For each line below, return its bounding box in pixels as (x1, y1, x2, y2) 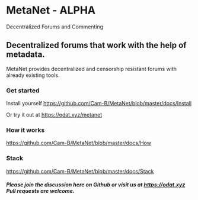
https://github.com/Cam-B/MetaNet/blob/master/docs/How (6, 140, 151, 147)
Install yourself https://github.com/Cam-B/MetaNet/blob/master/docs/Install (6, 100, 191, 107)
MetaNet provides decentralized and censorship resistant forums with (6, 65, 177, 72)
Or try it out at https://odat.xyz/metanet (6, 111, 103, 118)
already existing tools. (6, 72, 60, 79)
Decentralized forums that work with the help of (6, 40, 187, 50)
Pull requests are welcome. (6, 188, 75, 195)
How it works (6, 125, 45, 134)
